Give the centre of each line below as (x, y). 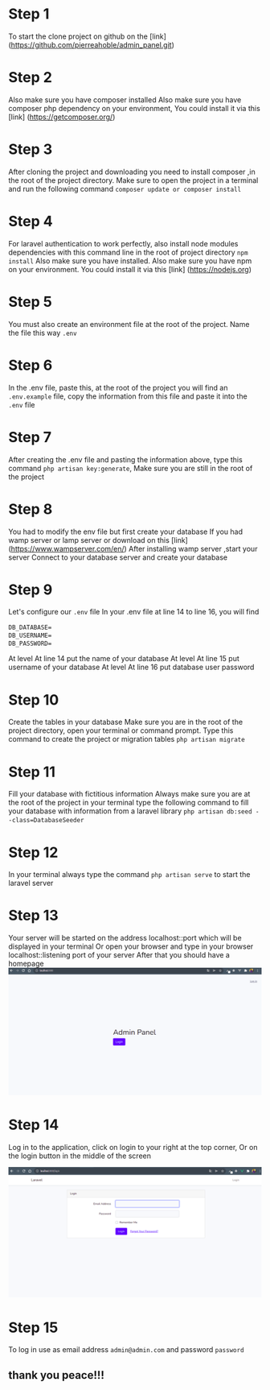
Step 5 (30, 302)
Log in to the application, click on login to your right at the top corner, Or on (133, 1147)
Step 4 (31, 221)
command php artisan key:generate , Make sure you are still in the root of (131, 468)
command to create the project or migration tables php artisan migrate (127, 739)
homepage (26, 964)
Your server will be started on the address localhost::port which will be (125, 938)
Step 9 (31, 590)
